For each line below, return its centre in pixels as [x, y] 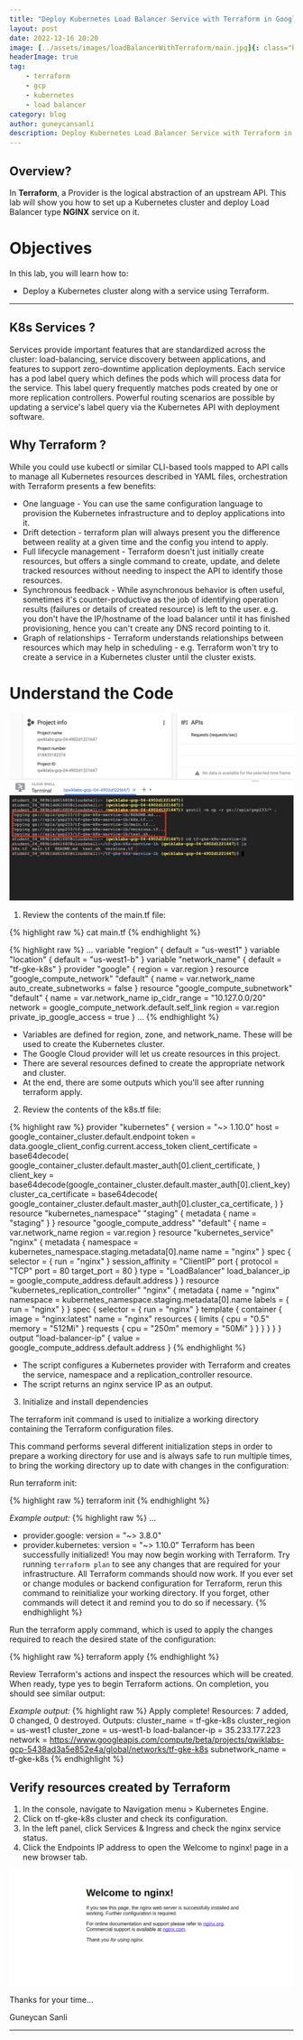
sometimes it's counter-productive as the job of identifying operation [150, 599]
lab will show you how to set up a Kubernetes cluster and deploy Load [139, 202]
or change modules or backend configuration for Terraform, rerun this [152, 1583]
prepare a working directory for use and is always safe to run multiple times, [151, 1456]
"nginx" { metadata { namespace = [74, 1242]
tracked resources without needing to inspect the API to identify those [152, 570]
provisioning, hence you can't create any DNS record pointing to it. [146, 628]
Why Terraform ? [58, 445]
